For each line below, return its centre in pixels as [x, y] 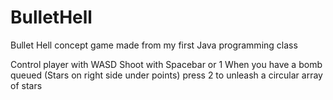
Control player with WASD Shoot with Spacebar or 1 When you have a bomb [166, 64]
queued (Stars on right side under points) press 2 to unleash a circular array [166, 75]
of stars [26, 85]
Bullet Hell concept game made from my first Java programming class [154, 45]
